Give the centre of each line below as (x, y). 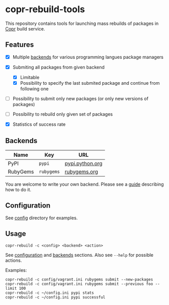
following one (35, 89)
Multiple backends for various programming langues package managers (88, 57)
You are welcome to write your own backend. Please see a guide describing (84, 184)
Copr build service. (25, 28)
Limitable (30, 77)
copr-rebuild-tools (45, 9)
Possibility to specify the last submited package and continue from (90, 83)
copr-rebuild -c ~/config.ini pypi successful (55, 297)
